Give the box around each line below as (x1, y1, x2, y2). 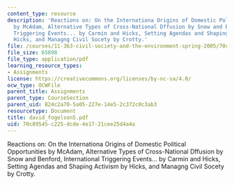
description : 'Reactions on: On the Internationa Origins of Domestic (7, 17, 217, 24)
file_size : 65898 (7, 50, 58, 57)
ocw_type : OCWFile (7, 82, 61, 89)
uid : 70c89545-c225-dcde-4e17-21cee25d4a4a (7, 120, 136, 128)
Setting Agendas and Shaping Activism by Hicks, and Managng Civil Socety (7, 162, 224, 170)
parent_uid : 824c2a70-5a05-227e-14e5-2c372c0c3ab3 (7, 101, 157, 108)
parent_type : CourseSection (7, 95, 89, 102)
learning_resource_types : (7, 62, 82, 69)
